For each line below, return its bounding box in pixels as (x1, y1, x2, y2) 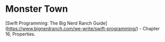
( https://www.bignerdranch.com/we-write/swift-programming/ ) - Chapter (5, 25, 160, 31)
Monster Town (5, 3, 68, 15)
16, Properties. (5, 31, 36, 37)
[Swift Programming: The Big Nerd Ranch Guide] (5, 20, 107, 26)
